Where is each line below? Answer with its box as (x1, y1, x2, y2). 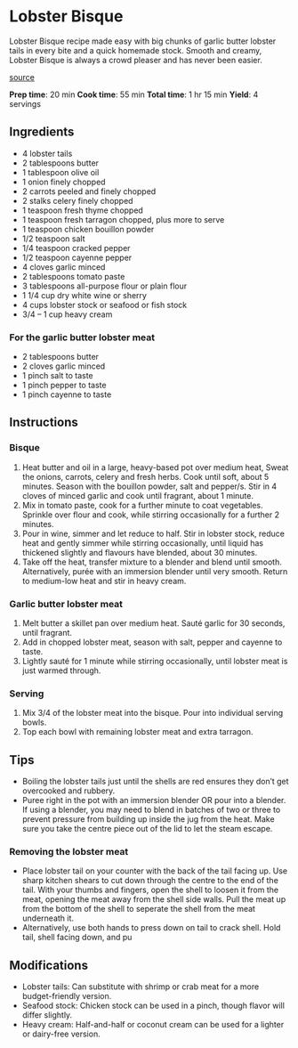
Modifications (9, 957, 89, 972)
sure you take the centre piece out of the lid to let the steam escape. (21, 824, 273, 834)
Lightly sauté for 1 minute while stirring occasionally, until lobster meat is (21, 656, 288, 667)
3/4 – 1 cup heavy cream (21, 309, 113, 320)
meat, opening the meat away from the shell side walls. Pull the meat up (21, 894, 286, 905)
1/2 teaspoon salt (21, 233, 86, 244)
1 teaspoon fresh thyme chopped (21, 205, 144, 215)
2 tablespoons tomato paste (21, 271, 125, 281)
